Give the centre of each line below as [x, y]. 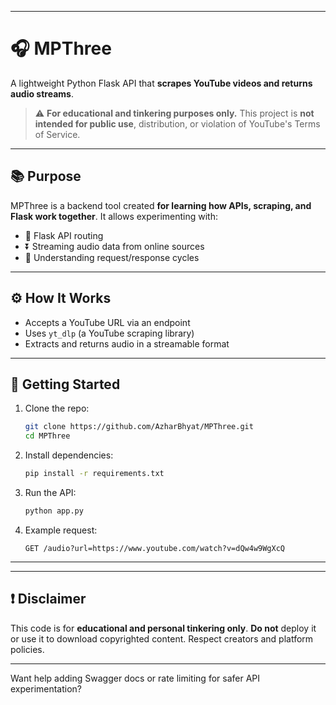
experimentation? [46, 688]
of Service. [57, 134]
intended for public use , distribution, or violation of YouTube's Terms [177, 123]
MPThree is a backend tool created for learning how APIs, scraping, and [161, 205]
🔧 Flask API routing [64, 235]
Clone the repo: [57, 408]
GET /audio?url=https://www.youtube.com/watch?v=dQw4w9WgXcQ [155, 548]
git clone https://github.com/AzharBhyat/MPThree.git [139, 427]
